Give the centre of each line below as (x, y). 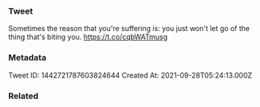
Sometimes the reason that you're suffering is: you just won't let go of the (129, 29)
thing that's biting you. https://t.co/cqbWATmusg (88, 37)
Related (24, 96)
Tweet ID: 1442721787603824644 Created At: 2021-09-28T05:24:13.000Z (130, 75)
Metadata (27, 57)
